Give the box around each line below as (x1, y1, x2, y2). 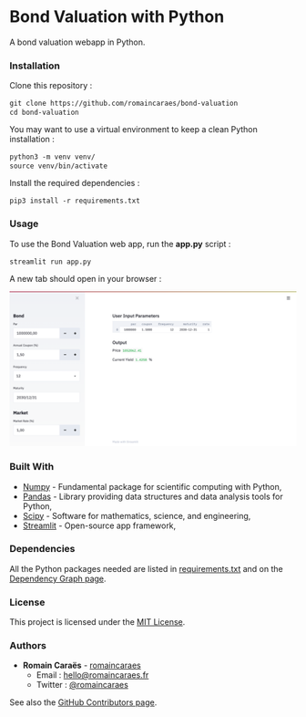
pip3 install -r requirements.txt (9, 196, 141, 206)
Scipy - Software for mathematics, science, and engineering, (22, 510, 251, 521)
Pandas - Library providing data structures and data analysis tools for (22, 491, 284, 502)
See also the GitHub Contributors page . (9, 697, 158, 708)
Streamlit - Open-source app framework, (22, 520, 177, 531)
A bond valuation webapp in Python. (9, 36, 146, 47)
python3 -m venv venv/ (9, 152, 96, 161)
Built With (9, 461, 55, 473)
